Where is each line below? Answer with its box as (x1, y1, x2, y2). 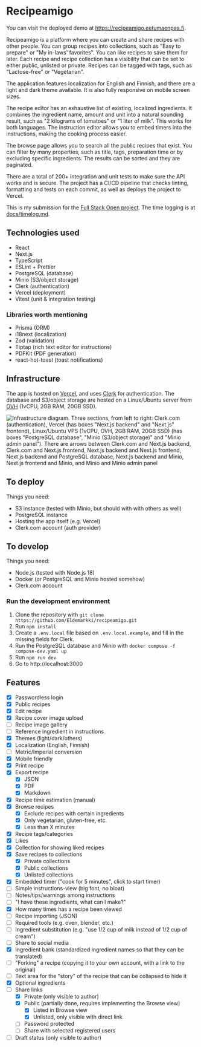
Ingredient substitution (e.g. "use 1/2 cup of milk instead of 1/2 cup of (14, 925, 187, 933)
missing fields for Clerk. (14, 635, 74, 642)
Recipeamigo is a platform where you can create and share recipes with (6, 36, 185, 43)
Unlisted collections (24, 871, 74, 878)
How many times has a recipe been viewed (14, 905, 123, 913)
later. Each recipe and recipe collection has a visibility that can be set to (6, 55, 185, 62)
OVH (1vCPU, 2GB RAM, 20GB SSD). (6, 402, 97, 409)
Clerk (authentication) (14, 282, 69, 290)
